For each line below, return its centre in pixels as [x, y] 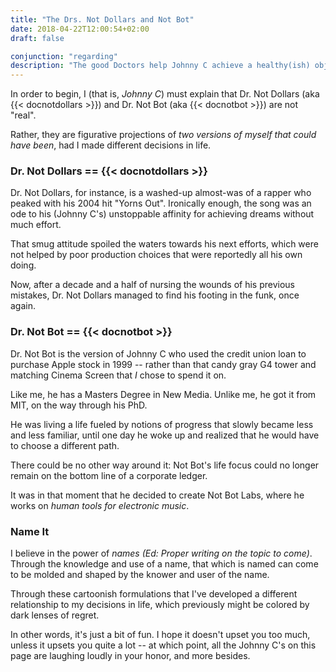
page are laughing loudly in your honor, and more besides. [130, 656]
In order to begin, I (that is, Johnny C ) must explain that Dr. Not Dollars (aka [165, 94]
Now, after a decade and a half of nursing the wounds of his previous [152, 285]
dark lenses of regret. [55, 615]
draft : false [37, 38]
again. [23, 306]
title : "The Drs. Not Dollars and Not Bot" [102, 19]
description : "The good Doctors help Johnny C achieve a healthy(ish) [160, 66]
